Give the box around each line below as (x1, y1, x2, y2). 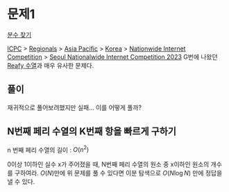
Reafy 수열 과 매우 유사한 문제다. (7, 61, 94, 69)
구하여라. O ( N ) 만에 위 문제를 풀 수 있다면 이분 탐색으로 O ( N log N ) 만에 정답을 (14, 169, 223, 177)
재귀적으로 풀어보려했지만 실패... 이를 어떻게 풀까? (7, 103, 142, 112)
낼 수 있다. (7, 177, 35, 186)
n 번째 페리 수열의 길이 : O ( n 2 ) (7, 144, 90, 154)
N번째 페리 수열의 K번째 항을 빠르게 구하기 (7, 125, 177, 137)
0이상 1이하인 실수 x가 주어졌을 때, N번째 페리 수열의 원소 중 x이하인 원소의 (7, 160, 210, 168)
